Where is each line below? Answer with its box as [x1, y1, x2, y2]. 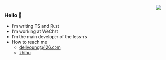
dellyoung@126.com [19, 44, 61, 50]
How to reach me [11, 39, 48, 45]
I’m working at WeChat [11, 28, 58, 34]
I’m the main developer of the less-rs [11, 34, 87, 40]
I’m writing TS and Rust [11, 23, 59, 29]
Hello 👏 [4, 12, 22, 19]
